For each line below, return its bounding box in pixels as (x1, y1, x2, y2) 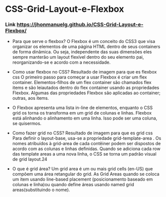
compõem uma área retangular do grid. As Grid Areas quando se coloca (12, 171, 160, 177)
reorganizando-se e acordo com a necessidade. (12, 59, 111, 65)
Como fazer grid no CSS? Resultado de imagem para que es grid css (12, 130, 153, 136)
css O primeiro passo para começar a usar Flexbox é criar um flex (12, 74, 147, 80)
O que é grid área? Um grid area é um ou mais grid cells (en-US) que (12, 166, 153, 172)
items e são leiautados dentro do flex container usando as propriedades (12, 85, 160, 91)
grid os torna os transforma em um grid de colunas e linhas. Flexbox (12, 110, 152, 116)
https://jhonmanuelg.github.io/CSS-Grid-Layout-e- (16, 21, 144, 28)
